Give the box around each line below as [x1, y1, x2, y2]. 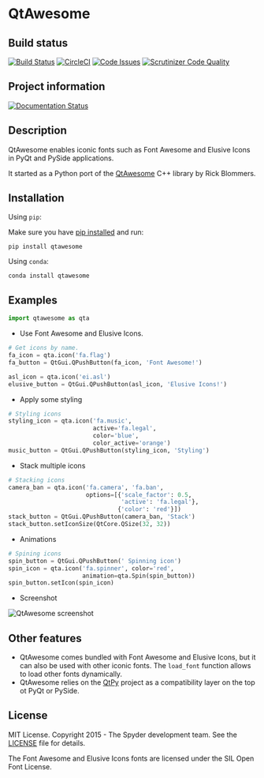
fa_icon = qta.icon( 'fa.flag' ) [8, 351, 111, 359]
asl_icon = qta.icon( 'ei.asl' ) [8, 373, 111, 381]
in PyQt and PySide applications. [8, 153, 114, 163]
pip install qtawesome [8, 242, 83, 251]
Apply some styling [19, 394, 83, 404]
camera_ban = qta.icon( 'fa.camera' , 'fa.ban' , [8, 483, 164, 491]
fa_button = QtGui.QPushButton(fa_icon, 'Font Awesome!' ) [8, 359, 203, 366]
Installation [8, 191, 65, 205]
